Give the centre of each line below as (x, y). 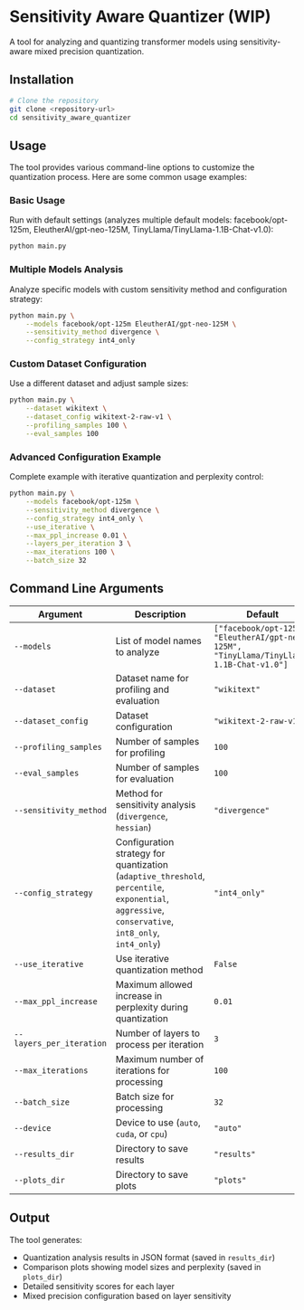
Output (29, 1218)
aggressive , (140, 909)
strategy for (140, 853)
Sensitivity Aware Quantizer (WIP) (140, 17)
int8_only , (138, 932)
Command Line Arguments (87, 589)
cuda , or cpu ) (142, 1134)
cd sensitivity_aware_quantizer (70, 118)
